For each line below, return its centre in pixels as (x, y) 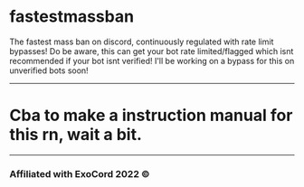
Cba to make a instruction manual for (151, 116)
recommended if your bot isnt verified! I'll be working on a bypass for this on (152, 61)
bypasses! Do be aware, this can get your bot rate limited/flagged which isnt (152, 51)
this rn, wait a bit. (76, 135)
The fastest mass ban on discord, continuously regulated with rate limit (142, 42)
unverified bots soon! (49, 70)
